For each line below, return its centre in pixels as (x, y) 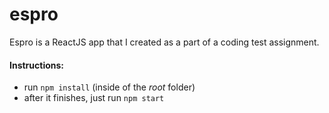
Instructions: (37, 65)
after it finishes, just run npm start (94, 98)
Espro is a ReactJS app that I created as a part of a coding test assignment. (164, 42)
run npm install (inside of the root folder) (109, 87)
